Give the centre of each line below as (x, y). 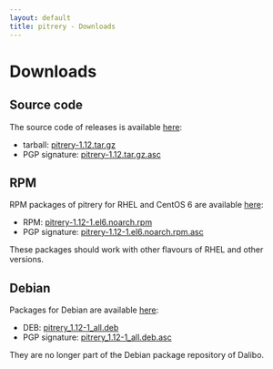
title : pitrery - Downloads (63, 26)
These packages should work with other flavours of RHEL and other (136, 250)
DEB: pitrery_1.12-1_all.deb (71, 328)
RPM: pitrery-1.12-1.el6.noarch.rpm (87, 222)
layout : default (40, 18)
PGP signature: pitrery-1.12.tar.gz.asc (91, 154)
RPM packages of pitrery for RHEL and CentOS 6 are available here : (136, 205)
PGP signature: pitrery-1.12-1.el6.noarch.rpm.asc (113, 232)
